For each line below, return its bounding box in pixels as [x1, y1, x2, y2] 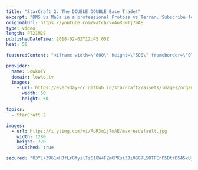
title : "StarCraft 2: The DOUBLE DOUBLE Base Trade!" [6, 8, 141, 15]
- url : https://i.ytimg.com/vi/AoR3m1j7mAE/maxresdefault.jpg [11, 128, 167, 134]
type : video [6, 25, 35, 31]
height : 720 [16, 139, 46, 145]
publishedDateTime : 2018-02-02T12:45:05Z [6, 36, 110, 42]
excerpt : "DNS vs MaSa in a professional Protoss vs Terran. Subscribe [6, 14, 186, 20]
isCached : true [16, 145, 54, 151]
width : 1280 [16, 133, 46, 139]
